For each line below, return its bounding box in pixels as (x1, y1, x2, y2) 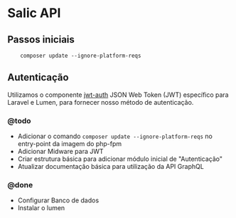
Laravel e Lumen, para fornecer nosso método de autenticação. (7, 98, 194, 106)
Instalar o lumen (17, 204, 65, 212)
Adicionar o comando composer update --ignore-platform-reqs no (17, 132, 213, 140)
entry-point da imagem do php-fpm (17, 140, 122, 148)
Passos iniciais (7, 33, 75, 46)
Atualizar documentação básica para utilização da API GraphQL (17, 162, 204, 171)
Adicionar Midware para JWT (17, 147, 104, 156)
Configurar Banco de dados (17, 196, 100, 204)
